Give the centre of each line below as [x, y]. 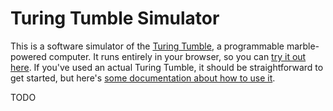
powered [28, 56]
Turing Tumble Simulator [115, 18]
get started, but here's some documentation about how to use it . [143, 78]
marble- [303, 46]
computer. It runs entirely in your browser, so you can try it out [177, 56]
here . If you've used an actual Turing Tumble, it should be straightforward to [167, 67]
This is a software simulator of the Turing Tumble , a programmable [147, 46]
